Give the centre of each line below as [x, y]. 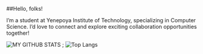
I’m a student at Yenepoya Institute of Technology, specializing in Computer [101, 20]
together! [18, 33]
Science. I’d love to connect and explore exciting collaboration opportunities [101, 27]
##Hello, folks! [25, 9]
